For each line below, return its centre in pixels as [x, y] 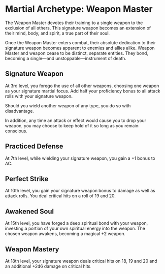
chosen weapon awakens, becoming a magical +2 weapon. [65, 234]
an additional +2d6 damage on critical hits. [49, 266]
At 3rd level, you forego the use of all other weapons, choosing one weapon [82, 86]
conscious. [16, 131]
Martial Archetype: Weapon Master [79, 9]
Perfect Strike [27, 179]
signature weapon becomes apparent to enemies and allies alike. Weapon [80, 48]
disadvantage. [20, 111]
